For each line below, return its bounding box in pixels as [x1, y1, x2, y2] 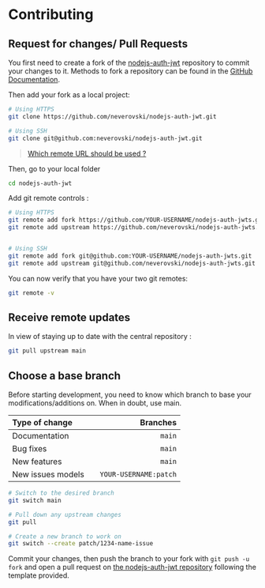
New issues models [12, 469, 84, 480]
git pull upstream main [8, 347, 87, 355]
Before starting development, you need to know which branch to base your [8, 390, 252, 399]
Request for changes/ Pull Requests [8, 37, 188, 51]
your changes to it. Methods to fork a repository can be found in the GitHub [8, 66, 253, 76]
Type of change [12, 417, 73, 428]
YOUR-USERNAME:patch [99, 470, 177, 479]
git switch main [8, 496, 62, 504]
